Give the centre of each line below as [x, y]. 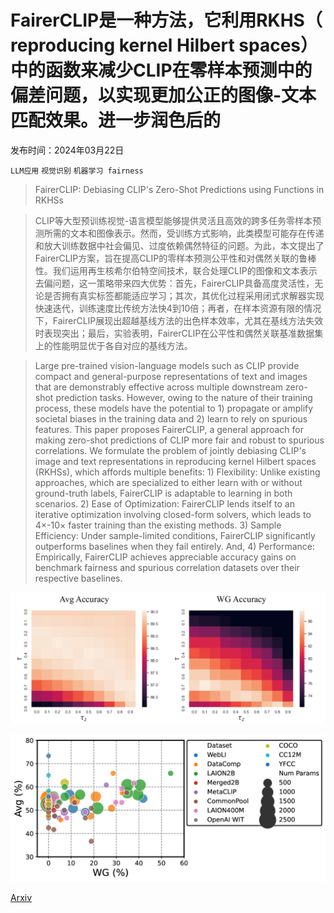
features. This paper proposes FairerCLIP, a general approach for [169, 429]
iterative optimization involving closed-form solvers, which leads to [173, 514]
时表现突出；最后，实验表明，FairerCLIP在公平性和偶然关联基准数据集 [179, 333]
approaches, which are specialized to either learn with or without [168, 482]
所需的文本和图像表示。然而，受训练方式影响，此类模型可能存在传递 [184, 233]
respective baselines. [78, 578]
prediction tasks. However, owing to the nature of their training [184, 397]
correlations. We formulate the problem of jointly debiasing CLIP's [170, 450]
